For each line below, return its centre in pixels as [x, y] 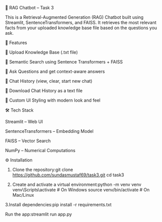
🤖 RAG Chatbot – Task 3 [29, 8]
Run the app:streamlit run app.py [39, 214]
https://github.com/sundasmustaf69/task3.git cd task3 [68, 175]
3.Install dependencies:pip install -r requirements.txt [58, 205]
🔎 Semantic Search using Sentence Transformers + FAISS [64, 62]
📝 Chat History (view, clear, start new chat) [49, 81]
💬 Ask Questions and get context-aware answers [55, 71]
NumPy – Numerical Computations [40, 150]
